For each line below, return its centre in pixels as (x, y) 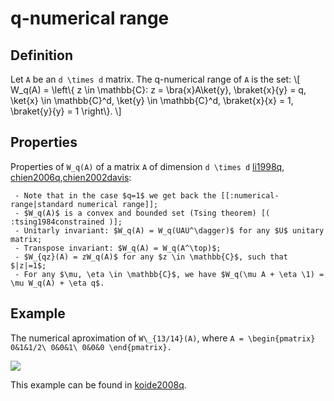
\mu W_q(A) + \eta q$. (57, 283)
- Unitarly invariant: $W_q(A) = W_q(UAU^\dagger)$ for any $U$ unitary (169, 230)
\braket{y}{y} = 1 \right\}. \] (66, 111)
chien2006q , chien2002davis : (71, 177)
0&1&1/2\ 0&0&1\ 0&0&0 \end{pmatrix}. (91, 347)
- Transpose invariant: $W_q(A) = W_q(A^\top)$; (118, 248)
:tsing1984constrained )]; (66, 222)
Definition (41, 55)
